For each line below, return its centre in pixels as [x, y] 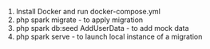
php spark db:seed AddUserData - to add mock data [102, 28]
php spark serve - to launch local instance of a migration [109, 36]
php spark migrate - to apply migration [79, 20]
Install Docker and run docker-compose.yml [88, 11]
